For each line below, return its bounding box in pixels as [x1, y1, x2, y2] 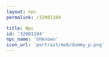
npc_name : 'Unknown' [6, 37, 59, 43]
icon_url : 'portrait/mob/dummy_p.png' [6, 42, 105, 48]
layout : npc [6, 8, 37, 15]
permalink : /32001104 [6, 14, 62, 20]
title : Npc [6, 25, 34, 31]
